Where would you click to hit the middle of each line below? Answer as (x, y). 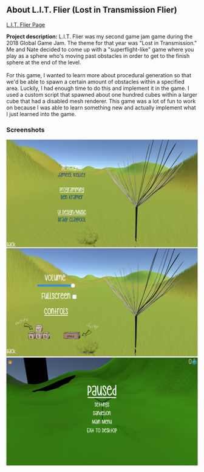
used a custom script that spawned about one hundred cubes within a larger (102, 94)
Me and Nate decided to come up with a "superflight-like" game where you (100, 49)
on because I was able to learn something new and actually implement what (101, 107)
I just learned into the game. (41, 114)
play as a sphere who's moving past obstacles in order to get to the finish (98, 56)
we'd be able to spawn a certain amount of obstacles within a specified (95, 82)
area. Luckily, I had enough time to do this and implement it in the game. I (98, 88)
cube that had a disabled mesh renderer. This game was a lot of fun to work (101, 101)
